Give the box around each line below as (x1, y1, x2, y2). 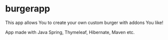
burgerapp (5, 3, 50, 14)
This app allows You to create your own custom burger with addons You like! (5, 19, 163, 25)
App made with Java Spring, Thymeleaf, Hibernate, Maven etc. (5, 29, 135, 35)
